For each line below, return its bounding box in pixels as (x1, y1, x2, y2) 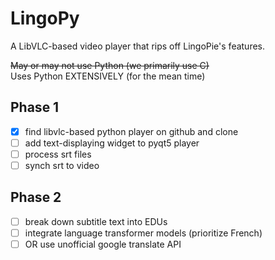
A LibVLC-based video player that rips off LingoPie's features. (10, 40, 266, 52)
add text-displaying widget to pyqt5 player (24, 137, 200, 149)
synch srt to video (24, 159, 100, 171)
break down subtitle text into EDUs (24, 215, 168, 227)
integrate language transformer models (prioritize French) (24, 227, 263, 239)
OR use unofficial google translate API (24, 238, 182, 250)
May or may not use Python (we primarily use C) (10, 59, 210, 71)
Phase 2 (10, 189, 62, 206)
